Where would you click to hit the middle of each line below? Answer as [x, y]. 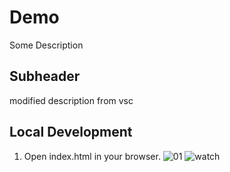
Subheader [45, 76]
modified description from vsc [71, 100]
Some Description [46, 45]
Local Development [71, 132]
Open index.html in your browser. [92, 156]
